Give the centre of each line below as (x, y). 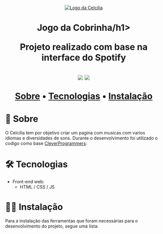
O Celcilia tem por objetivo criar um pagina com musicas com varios (75, 133)
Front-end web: (28, 182)
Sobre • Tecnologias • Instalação (84, 96)
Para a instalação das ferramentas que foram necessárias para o (72, 221)
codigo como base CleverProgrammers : (46, 143)
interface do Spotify (84, 58)
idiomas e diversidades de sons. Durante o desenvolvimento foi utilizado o (81, 138)
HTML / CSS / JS (37, 187)
